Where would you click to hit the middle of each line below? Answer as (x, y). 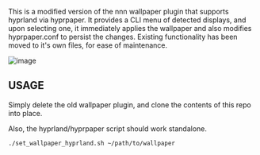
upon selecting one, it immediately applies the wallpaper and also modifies (130, 28)
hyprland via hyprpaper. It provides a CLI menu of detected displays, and (127, 20)
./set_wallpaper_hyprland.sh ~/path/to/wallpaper (92, 143)
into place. (25, 113)
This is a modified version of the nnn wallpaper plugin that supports (119, 12)
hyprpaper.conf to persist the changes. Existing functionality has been (123, 37)
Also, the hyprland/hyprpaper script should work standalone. (108, 128)
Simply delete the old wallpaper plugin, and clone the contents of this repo (130, 105)
